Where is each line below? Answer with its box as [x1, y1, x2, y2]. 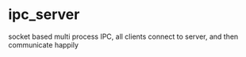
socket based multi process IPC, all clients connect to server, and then [8, 32, 239, 41]
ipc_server [8, 6, 80, 24]
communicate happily [8, 40, 79, 49]
